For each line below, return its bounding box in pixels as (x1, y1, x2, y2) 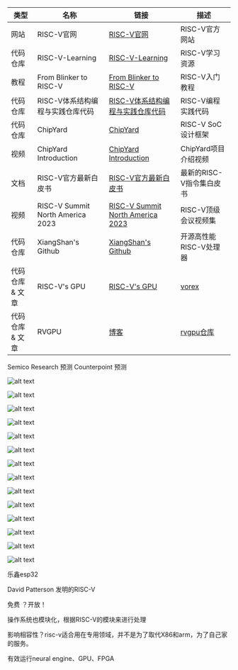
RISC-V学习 (180, 48, 221, 57)
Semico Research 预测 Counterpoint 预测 (7, 363, 127, 371)
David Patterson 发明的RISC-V (7, 585, 96, 593)
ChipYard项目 (180, 144, 225, 153)
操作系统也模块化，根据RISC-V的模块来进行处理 (7, 615, 147, 623)
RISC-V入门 (180, 72, 221, 82)
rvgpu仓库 (180, 328, 215, 337)
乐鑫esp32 (7, 570, 39, 579)
